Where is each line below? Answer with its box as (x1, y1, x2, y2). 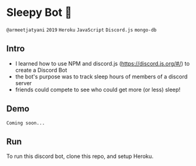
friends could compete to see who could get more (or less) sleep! (15, 86, 181, 93)
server (15, 79, 32, 86)
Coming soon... (6, 119, 45, 126)
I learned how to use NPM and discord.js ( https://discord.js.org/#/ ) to (15, 59, 190, 67)
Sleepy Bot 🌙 (6, 6, 72, 20)
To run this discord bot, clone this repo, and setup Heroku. (6, 153, 154, 160)
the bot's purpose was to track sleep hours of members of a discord (15, 73, 188, 80)
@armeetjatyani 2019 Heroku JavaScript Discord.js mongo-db (6, 27, 157, 33)
